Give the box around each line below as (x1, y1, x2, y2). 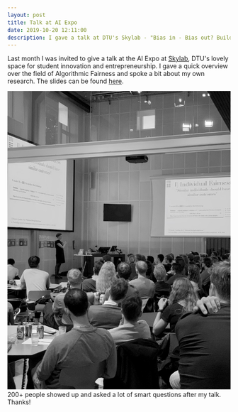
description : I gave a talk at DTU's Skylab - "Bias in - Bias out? (7, 34, 214, 41)
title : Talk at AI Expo (7, 18, 78, 26)
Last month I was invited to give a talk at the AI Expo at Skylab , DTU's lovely (7, 54, 229, 63)
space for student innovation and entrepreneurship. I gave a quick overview (7, 62, 228, 70)
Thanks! (7, 398, 31, 406)
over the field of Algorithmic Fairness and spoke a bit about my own (7, 70, 205, 78)
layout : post (7, 11, 46, 18)
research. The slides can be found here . (7, 77, 124, 85)
